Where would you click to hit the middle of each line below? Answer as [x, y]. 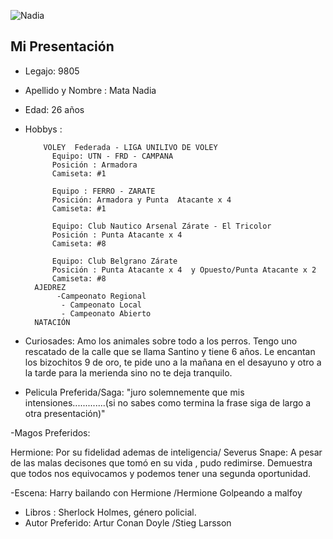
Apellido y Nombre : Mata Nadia [90, 90]
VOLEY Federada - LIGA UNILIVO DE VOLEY [130, 147]
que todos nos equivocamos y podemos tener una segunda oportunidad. [161, 473]
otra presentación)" [65, 413]
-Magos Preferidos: [50, 432]
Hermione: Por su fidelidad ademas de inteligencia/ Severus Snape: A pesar [166, 452]
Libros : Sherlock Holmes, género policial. [110, 512]
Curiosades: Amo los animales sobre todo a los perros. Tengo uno [161, 341]
